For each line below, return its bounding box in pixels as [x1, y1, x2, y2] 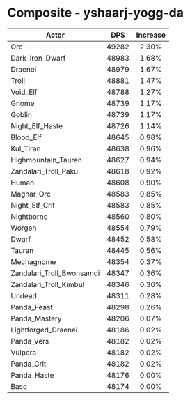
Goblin [10, 109, 33, 119]
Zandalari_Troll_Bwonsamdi [10, 268, 100, 278]
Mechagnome [10, 256, 56, 266]
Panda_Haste [10, 370, 54, 380]
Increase [136, 30, 166, 40]
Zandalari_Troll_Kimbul [10, 279, 85, 289]
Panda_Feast [10, 302, 54, 311]
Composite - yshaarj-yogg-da [7, 5, 184, 21]
